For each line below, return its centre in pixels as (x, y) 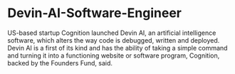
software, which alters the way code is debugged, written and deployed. (114, 40)
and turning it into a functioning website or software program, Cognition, (114, 55)
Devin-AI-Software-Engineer (94, 13)
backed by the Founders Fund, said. (60, 63)
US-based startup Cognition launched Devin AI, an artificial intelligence (112, 33)
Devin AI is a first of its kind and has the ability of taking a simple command (117, 48)
